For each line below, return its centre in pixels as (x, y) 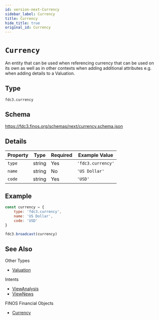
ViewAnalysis (25, 289)
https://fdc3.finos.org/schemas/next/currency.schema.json (64, 126)
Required (62, 155)
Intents (12, 279)
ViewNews (23, 294)
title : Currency (21, 18)
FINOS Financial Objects (29, 304)
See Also (19, 249)
